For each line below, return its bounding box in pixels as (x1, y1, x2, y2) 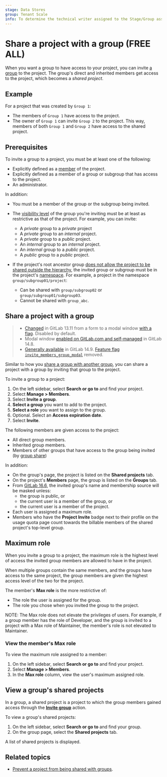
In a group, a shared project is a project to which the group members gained (5, 699, 162, 705)
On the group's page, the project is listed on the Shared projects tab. (12, 472, 154, 478)
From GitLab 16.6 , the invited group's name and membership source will (12, 482, 159, 488)
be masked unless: (12, 488, 51, 494)
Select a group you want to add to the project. (12, 401, 107, 408)
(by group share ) (12, 452, 47, 458)
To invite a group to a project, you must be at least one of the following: (5, 156, 152, 162)
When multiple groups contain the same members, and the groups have (5, 567, 152, 573)
